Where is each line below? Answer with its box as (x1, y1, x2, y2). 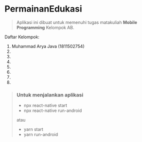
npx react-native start (23, 103, 68, 109)
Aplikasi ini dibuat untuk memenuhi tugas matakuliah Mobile (16, 19, 137, 25)
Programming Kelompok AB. (16, 24, 74, 30)
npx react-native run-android (23, 108, 82, 113)
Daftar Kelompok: (4, 34, 40, 40)
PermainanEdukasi (4, 3, 82, 15)
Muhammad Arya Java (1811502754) (11, 43, 85, 49)
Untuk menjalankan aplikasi (16, 91, 84, 98)
